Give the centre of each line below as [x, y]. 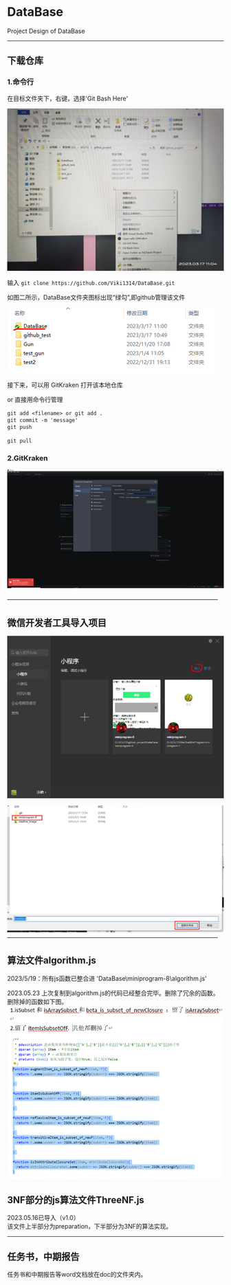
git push [20, 427]
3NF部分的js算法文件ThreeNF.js [76, 1200]
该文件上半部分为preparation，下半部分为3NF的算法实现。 [90, 1227]
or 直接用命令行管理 [35, 399]
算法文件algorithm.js [52, 960]
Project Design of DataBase [46, 31]
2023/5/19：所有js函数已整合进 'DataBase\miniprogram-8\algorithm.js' [107, 978]
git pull [20, 440]
